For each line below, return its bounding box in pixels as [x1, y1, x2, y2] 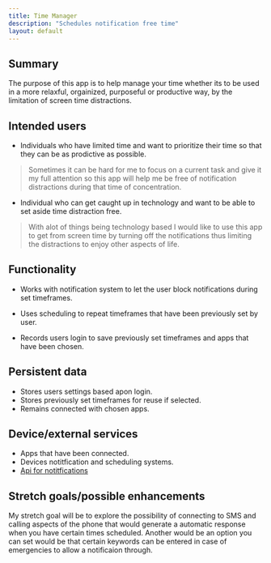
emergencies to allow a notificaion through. [8, 545, 153, 555]
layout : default [8, 27, 63, 35]
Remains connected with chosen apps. [19, 403, 150, 413]
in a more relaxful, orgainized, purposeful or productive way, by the [8, 87, 233, 97]
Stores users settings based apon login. [19, 386, 153, 396]
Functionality [8, 262, 77, 276]
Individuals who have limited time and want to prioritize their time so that [19, 141, 262, 150]
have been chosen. [19, 341, 85, 351]
